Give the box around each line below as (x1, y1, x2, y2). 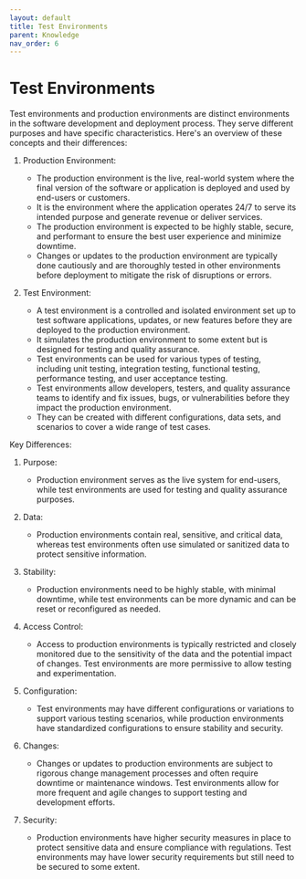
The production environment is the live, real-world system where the (36, 173, 295, 183)
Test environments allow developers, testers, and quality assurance (36, 382, 290, 393)
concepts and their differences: (9, 138, 128, 149)
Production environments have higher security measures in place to (36, 832, 291, 843)
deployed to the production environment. (36, 325, 191, 336)
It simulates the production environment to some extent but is (36, 334, 268, 345)
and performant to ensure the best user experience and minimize (36, 231, 281, 242)
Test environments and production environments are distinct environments (9, 109, 290, 120)
